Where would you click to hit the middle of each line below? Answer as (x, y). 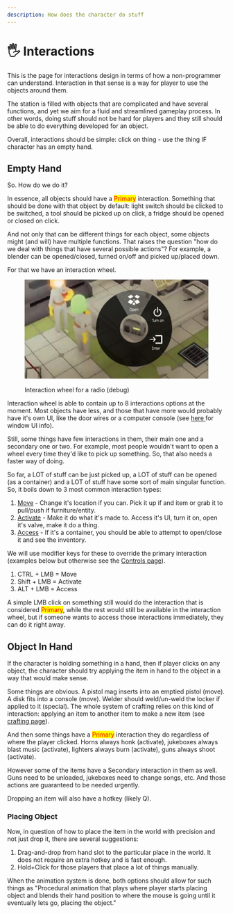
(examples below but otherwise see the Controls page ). (86, 561)
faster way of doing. (36, 461)
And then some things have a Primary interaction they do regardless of (108, 735)
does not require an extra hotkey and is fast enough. (92, 860)
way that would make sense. (48, 678)
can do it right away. (36, 625)
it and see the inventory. (52, 540)
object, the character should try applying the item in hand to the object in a (114, 671)
